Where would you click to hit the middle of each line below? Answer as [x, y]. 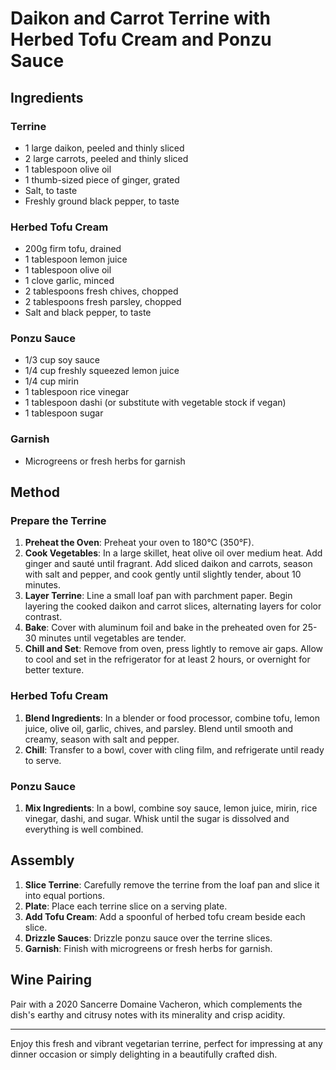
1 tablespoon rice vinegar [77, 392]
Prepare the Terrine [58, 521]
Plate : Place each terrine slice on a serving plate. [126, 906]
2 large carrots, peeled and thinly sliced [106, 158]
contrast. [43, 617]
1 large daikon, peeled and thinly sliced [104, 148]
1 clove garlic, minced [69, 281]
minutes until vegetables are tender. [112, 638]
